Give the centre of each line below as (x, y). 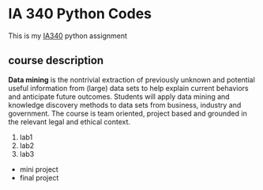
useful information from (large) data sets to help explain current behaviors (128, 88)
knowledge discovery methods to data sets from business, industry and (125, 104)
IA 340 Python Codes (80, 14)
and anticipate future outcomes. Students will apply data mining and (119, 97)
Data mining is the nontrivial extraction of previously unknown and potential (131, 79)
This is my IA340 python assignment (68, 36)
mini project (39, 169)
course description (56, 61)
